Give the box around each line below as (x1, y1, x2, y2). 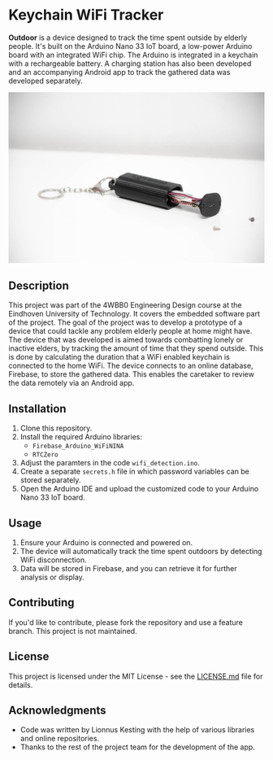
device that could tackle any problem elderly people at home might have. (8, 326, 253, 336)
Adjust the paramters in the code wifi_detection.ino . (19, 458, 201, 468)
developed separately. (8, 76, 83, 85)
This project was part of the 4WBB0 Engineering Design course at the (8, 300, 242, 310)
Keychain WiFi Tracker (8, 6, 164, 24)
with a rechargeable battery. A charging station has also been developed (8, 59, 252, 68)
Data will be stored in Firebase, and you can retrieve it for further (19, 564, 237, 574)
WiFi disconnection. (19, 555, 87, 565)
